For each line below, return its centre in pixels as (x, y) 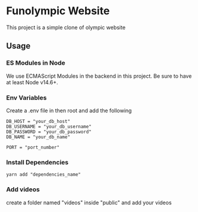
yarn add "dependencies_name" (44, 175)
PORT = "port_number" (33, 147)
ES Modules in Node (36, 63)
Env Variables (26, 97)
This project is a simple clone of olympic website (66, 27)
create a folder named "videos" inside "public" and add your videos (89, 202)
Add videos (23, 189)
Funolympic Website (58, 11)
